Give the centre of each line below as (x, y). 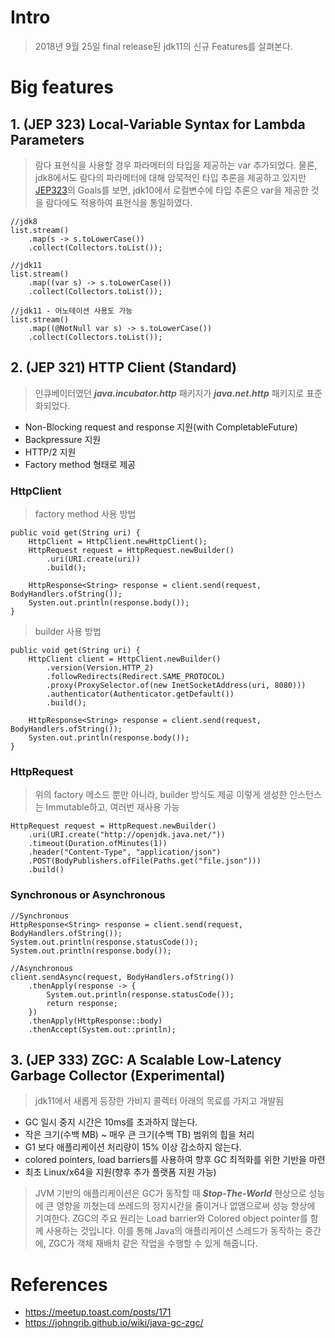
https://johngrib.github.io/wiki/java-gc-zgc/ (114, 1323)
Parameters (47, 139)
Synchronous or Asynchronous (88, 895)
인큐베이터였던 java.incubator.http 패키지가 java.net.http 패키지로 (169, 393)
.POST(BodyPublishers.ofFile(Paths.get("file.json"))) (145, 861)
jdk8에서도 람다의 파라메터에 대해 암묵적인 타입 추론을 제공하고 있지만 (170, 177)
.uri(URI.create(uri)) (93, 559)
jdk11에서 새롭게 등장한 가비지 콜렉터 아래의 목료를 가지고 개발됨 (159, 1101)
